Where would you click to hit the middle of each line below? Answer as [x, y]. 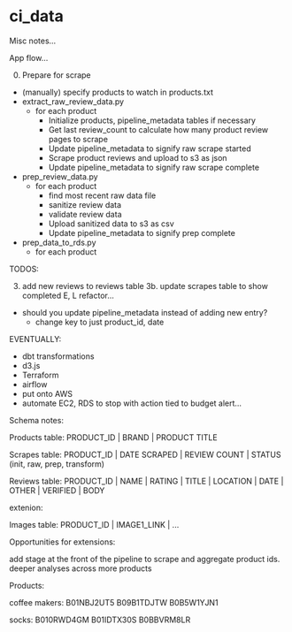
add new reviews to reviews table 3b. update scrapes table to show [145, 286]
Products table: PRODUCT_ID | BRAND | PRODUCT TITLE [114, 437]
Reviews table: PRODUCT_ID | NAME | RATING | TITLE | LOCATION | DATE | [146, 481]
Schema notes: [37, 420]
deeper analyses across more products [81, 568]
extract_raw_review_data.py [73, 101]
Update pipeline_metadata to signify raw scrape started [150, 148]
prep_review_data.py [60, 176]
